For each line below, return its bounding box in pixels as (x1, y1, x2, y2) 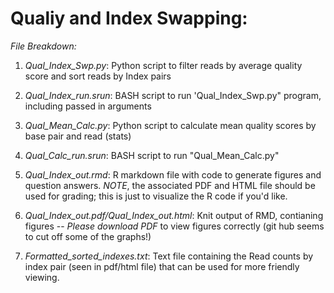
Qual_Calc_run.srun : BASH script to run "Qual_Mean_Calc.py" (24, 149, 280, 161)
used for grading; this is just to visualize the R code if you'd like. (24, 190, 288, 202)
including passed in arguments (24, 100, 152, 112)
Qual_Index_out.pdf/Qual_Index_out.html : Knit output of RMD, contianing (24, 209, 324, 221)
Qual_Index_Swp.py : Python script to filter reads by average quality (24, 59, 303, 71)
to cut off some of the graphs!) (24, 230, 152, 242)
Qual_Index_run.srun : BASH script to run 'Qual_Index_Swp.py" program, (24, 89, 322, 101)
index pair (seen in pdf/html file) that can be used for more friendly (24, 260, 300, 272)
